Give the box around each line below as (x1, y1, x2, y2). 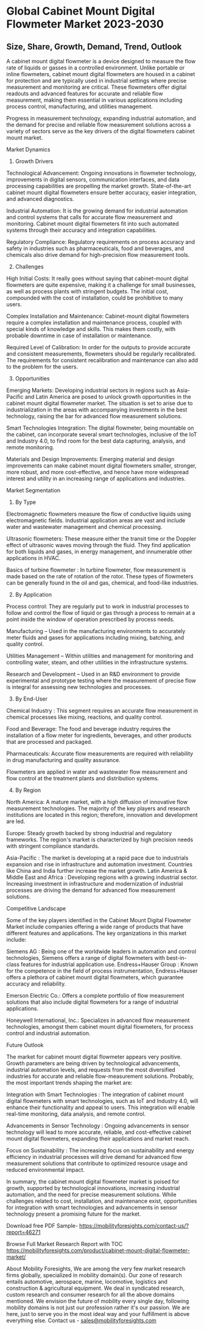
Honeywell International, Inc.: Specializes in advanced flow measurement (6, 1017, 190, 1024)
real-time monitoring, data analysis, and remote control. (6, 1110, 146, 1118)
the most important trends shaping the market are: (6, 1079, 133, 1086)
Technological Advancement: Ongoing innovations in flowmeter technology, (6, 169, 197, 177)
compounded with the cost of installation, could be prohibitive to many (6, 294, 184, 301)
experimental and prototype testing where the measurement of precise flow (6, 677, 197, 684)
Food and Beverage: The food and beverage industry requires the (6, 726, 171, 732)
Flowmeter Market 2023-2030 (6, 17, 164, 31)
